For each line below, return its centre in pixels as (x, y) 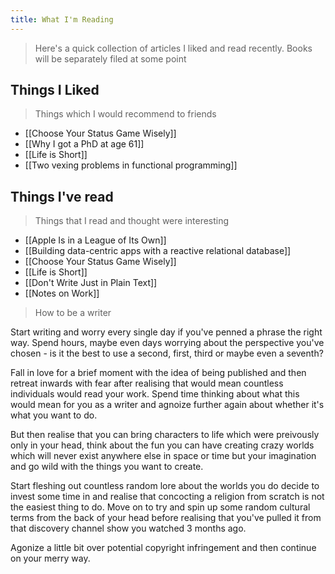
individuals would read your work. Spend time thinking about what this (155, 394)
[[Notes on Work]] (62, 293)
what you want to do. (54, 415)
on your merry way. (50, 558)
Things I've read (62, 196)
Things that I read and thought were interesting (132, 221)
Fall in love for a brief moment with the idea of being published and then (158, 373)
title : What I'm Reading (62, 19)
